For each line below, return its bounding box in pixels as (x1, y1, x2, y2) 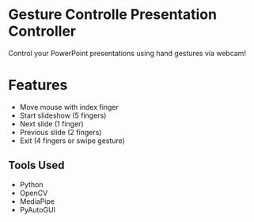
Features (8, 77, 68, 94)
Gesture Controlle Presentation (8, 6, 218, 24)
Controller (8, 22, 77, 40)
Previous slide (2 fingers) (19, 127, 102, 137)
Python (19, 179, 44, 189)
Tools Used (8, 159, 65, 172)
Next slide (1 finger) (19, 119, 85, 128)
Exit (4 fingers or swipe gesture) (19, 136, 125, 145)
